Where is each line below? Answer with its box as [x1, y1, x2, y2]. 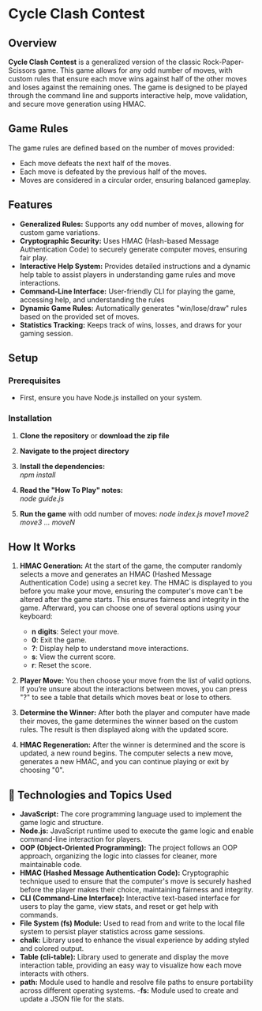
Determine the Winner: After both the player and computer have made [19, 708, 251, 718]
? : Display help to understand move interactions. [31, 644, 189, 653]
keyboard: [19, 612, 53, 621]
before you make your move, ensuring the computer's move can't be [19, 586, 243, 596]
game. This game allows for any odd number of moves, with [38, 66, 233, 75]
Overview [8, 36, 58, 50]
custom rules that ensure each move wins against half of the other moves [8, 74, 247, 83]
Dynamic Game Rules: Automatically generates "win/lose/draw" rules [19, 303, 247, 312]
